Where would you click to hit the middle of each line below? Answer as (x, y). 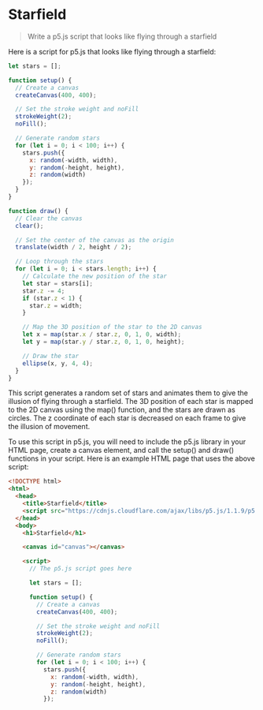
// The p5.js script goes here (80, 569)
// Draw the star (51, 356)
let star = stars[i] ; (57, 283)
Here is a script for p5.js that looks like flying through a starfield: (112, 51)
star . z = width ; (56, 305)
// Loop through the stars (59, 262)
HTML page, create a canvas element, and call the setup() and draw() (121, 450)
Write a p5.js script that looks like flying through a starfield (122, 36)
